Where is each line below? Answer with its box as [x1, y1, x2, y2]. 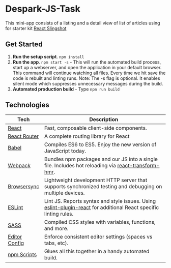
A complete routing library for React [44, 133, 130, 140]
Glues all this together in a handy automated [44, 248, 150, 255]
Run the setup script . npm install [12, 53, 84, 59]
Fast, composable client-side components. [44, 124, 147, 131]
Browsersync [8, 183, 40, 190]
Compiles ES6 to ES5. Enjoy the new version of [44, 141, 157, 148]
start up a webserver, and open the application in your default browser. [12, 64, 162, 70]
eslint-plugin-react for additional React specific [44, 204, 159, 211]
